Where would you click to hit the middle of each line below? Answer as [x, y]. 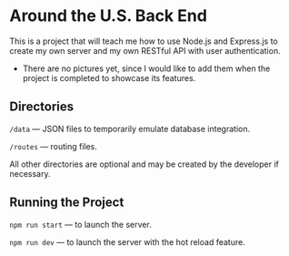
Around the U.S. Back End [108, 16]
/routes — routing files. [54, 146]
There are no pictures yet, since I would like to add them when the [146, 68]
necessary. [30, 173]
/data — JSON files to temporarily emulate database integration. [130, 128]
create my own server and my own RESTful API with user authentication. [145, 50]
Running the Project [67, 203]
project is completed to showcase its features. [109, 77]
